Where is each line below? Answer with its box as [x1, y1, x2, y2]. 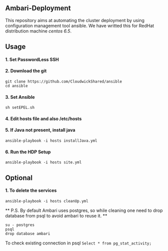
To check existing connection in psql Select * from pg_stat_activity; [5, 240, 152, 246]
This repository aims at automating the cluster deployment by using [5, 17, 144, 23]
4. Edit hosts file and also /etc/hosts [5, 115, 82, 122]
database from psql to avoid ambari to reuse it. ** [5, 212, 108, 218]
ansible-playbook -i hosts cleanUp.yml [5, 198, 89, 203]
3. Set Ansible [5, 94, 35, 100]
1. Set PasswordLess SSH [5, 56, 59, 62]
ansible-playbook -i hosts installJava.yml [5, 138, 98, 143]
